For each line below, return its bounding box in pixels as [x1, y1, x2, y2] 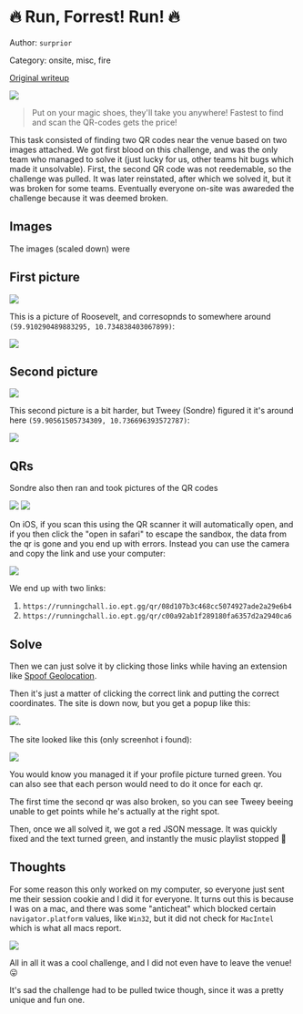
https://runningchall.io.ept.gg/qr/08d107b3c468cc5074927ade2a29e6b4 [22, 602, 293, 611]
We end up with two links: [9, 583, 106, 594]
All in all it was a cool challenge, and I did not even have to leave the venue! [9, 957, 292, 968]
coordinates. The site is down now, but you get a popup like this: [9, 698, 251, 708]
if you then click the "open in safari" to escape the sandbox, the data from [9, 528, 287, 539]
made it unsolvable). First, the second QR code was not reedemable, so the [9, 163, 292, 174]
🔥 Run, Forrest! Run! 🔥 [9, 6, 180, 27]
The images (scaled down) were [9, 243, 130, 254]
